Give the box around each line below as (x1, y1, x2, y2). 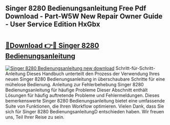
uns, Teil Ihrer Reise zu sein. (5, 114, 65, 120)
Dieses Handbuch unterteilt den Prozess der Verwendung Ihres (26, 71, 160, 77)
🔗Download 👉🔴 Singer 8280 (5, 41, 99, 50)
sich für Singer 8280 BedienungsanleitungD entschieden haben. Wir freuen (5, 109, 164, 114)
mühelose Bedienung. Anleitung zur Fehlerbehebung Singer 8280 (5, 82, 144, 87)
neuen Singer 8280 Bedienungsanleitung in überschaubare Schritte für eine (5, 76, 165, 82)
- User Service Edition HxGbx (5, 20, 100, 29)
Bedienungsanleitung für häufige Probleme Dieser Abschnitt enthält (5, 87, 148, 93)
